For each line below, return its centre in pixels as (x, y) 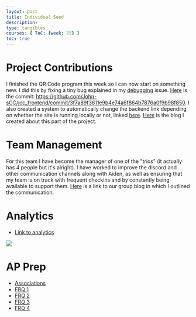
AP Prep (26, 267)
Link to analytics (34, 232)
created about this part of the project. (51, 121)
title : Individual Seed (35, 17)
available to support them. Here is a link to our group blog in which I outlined (98, 186)
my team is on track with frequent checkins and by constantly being (88, 180)
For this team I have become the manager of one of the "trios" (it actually (94, 161)
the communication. (30, 192)
